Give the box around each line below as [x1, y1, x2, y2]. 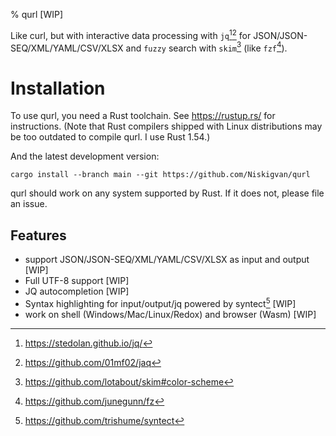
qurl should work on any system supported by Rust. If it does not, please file [10, 187, 325, 199]
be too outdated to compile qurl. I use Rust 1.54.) [10, 131, 211, 143]
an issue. [10, 198, 48, 210]
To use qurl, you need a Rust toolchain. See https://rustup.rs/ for [10, 110, 276, 122]
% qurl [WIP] [10, 9, 64, 20]
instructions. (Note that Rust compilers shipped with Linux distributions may [10, 120, 323, 133]
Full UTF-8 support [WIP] [24, 275, 130, 287]
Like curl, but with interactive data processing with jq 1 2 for [10, 28, 252, 41]
